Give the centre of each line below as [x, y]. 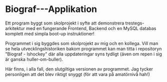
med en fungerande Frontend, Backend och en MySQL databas [91, 28]
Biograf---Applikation [51, 9]
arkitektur [15, 28]
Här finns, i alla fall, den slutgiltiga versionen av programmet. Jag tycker [79, 69]
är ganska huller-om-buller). [34, 59]
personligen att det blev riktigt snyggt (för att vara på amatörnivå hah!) [77, 74]
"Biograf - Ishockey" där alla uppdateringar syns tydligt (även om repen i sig [84, 54]
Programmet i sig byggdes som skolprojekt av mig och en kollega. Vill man [82, 43]
